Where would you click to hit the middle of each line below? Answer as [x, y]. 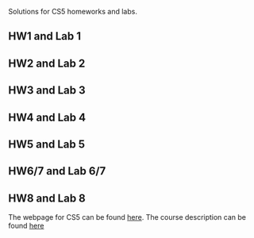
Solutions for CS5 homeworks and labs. [73, 12]
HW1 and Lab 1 [45, 36]
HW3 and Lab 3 [47, 90]
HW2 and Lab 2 [47, 63]
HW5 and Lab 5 [47, 144]
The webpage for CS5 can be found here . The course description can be [127, 217]
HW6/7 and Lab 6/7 [57, 171]
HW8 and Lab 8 [47, 198]
